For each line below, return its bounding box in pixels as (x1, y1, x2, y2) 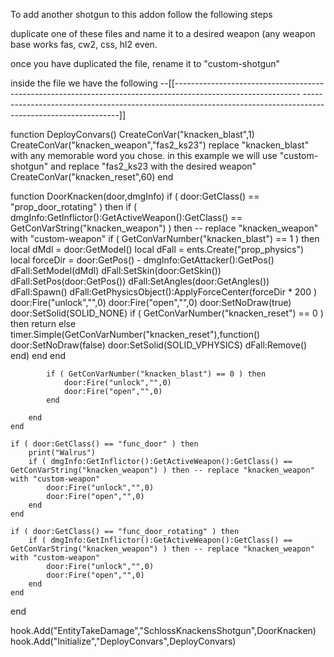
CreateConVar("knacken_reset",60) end (10, 171, 174, 183)
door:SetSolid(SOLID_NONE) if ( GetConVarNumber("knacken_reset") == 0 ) (10, 307, 324, 319)
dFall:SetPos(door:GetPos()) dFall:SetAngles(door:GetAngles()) (10, 275, 270, 287)
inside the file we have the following (10, 77, 158, 89)
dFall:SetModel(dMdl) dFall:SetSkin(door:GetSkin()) (10, 265, 222, 276)
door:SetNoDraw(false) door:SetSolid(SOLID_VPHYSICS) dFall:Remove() (10, 339, 308, 351)
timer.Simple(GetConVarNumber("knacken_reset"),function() (10, 329, 261, 340)
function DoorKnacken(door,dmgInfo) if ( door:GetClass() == (10, 190, 260, 202)
